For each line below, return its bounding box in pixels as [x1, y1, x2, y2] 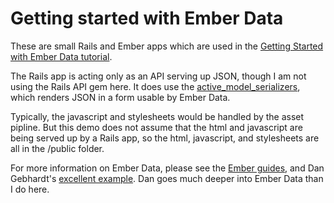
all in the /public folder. [10, 142, 105, 154]
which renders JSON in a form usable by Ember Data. [10, 91, 231, 103]
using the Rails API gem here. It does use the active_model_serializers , [10, 80, 301, 92]
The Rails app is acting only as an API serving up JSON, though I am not [10, 70, 307, 82]
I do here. [10, 183, 50, 195]
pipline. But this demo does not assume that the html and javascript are [10, 121, 303, 133]
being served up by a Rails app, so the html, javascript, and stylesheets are [10, 132, 320, 144]
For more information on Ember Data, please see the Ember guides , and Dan [10, 162, 325, 174]
